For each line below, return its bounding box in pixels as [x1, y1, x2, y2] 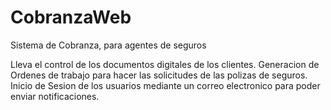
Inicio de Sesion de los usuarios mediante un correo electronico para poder [10, 79, 321, 91]
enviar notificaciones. [10, 90, 100, 102]
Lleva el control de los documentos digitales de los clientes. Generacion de [10, 58, 320, 70]
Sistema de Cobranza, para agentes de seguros [10, 39, 207, 51]
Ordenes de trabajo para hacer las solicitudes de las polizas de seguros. [10, 69, 308, 81]
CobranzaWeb [10, 6, 132, 29]
